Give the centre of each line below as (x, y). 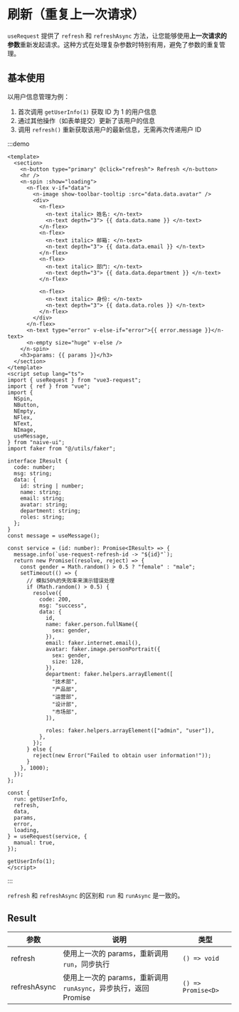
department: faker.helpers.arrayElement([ (109, 674)
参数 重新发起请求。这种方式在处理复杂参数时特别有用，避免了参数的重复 (113, 44)
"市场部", (65, 712)
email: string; (43, 498)
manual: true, (34, 843)
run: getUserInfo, (41, 799)
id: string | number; (52, 486)
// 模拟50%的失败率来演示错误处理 (70, 581)
